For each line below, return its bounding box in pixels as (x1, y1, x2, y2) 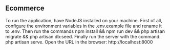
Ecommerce (5, 4, 45, 13)
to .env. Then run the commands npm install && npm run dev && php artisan (5, 28, 165, 34)
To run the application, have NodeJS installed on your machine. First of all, (5, 17, 162, 23)
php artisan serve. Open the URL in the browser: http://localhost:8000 (5, 39, 153, 45)
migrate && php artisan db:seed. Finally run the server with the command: (5, 33, 161, 39)
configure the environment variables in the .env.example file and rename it (5, 23, 162, 29)
